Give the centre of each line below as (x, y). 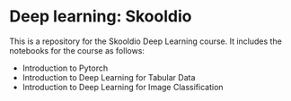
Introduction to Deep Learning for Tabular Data (109, 77)
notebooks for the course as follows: (77, 50)
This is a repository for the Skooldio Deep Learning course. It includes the (146, 41)
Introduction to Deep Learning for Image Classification (123, 87)
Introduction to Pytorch (65, 68)
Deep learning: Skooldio (101, 17)
